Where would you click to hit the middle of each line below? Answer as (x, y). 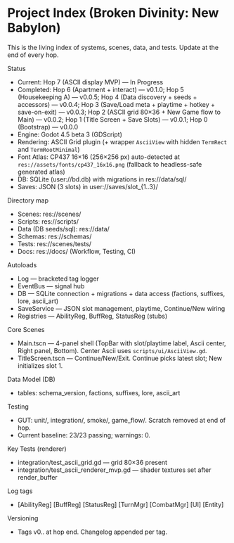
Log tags (20, 491)
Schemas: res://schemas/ (54, 236)
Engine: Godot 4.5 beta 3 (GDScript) (70, 134)
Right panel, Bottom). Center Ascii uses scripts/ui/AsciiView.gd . (112, 350)
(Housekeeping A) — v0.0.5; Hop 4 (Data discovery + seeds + (107, 97)
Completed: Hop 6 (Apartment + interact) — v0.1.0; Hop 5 (100, 89)
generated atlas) (41, 172)
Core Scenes (26, 329)
